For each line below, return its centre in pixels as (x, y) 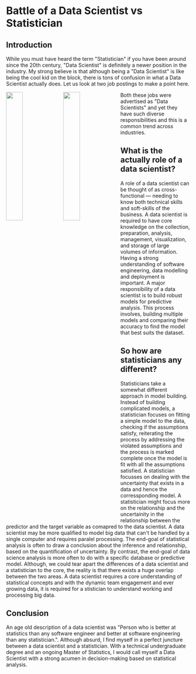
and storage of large (145, 245)
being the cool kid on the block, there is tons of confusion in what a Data (94, 78)
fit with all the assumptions (153, 464)
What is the (141, 151)
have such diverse (142, 114)
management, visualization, (153, 239)
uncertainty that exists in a (152, 483)
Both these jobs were (146, 95)
